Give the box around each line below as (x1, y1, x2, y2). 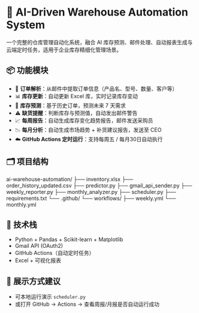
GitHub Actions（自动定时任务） (14, 250, 95, 257)
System (6, 18, 46, 32)
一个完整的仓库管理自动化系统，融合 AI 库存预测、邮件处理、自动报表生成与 (6, 38, 193, 45)
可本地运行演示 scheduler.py (14, 293, 86, 300)
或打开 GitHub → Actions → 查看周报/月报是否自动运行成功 (14, 300, 160, 308)
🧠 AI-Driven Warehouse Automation (6, 5, 189, 19)
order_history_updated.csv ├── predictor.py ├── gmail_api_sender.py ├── (6, 182, 192, 189)
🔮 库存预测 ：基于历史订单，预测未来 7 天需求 (14, 102, 126, 109)
